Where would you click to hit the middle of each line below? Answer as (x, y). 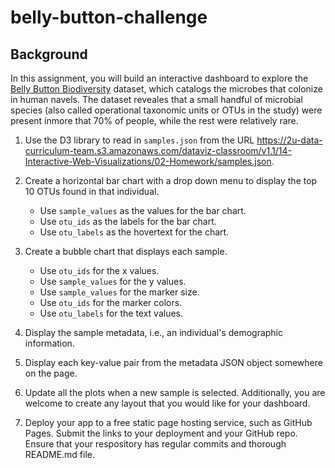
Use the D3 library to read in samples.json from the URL (139, 140)
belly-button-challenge (109, 17)
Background (49, 54)
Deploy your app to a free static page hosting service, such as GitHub (168, 422)
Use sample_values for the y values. (113, 281)
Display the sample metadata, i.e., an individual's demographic (154, 332)
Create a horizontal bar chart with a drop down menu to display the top (171, 180)
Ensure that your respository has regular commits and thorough (155, 444)
